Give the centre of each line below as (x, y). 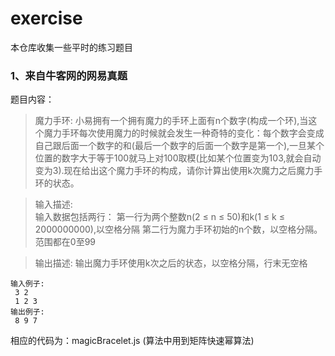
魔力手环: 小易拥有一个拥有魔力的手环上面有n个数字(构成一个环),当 (171, 121)
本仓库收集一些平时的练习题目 (71, 47)
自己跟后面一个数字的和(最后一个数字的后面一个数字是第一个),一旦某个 (179, 146)
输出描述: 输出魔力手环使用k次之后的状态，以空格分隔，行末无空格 (171, 263)
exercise (46, 18)
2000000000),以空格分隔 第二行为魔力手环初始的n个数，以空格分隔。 (178, 229)
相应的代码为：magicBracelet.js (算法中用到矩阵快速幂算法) (132, 341)
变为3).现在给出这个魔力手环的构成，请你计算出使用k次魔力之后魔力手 (178, 171)
